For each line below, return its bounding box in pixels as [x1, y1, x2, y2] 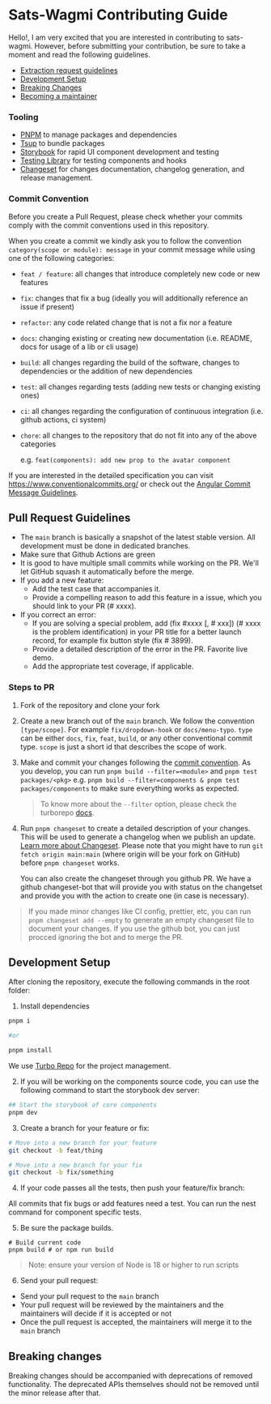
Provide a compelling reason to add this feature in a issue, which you [32, 593, 262, 603]
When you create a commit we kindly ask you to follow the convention [8, 236, 242, 245]
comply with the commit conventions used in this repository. [8, 220, 210, 230]
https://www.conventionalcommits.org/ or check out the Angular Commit [8, 479, 251, 489]
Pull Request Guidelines [8, 510, 131, 524]
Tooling [8, 111, 39, 122]
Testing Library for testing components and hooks [19, 156, 188, 165]
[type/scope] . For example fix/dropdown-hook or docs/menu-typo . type [19, 724, 253, 734]
